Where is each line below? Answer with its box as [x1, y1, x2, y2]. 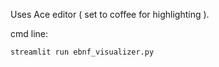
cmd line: [10, 28, 49, 39]
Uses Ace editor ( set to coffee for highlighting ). [10, 9, 210, 20]
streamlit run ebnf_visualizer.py [10, 47, 155, 57]
